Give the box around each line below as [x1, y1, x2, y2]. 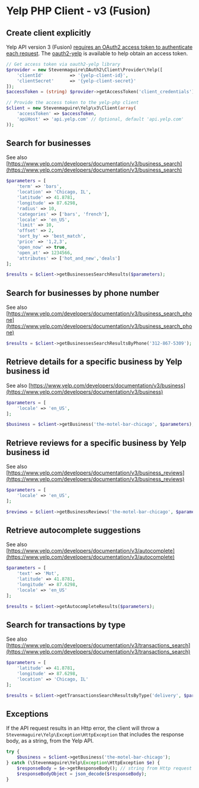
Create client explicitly [6, 28, 91, 38]
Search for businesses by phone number [6, 288, 160, 298]
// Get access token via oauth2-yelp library [6, 61, 120, 67]
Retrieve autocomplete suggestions [6, 526, 141, 536]
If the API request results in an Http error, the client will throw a [6, 724, 160, 732]
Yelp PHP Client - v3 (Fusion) [6, 4, 151, 18]
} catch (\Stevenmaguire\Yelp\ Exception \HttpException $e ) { [6, 760, 161, 766]
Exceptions [6, 709, 49, 719]
